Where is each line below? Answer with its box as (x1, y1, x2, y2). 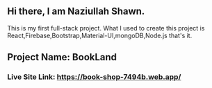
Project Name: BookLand (7, 51, 117, 63)
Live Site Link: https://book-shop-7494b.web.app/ (7, 72, 181, 82)
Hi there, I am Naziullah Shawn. (7, 6, 145, 17)
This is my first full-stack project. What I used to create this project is (7, 24, 205, 32)
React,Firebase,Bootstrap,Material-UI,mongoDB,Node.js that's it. (7, 31, 193, 39)
